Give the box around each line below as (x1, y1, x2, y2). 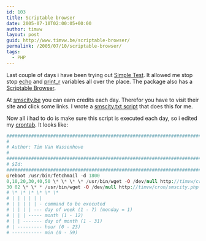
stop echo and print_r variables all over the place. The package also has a (6, 78, 193, 85)
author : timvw (6, 26, 43, 32)
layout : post (6, 32, 40, 38)
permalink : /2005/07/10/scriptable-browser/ (6, 43, 122, 50)
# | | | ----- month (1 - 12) (6, 212, 84, 218)
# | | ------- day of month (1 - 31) (6, 218, 103, 224)
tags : (6, 49, 20, 55)
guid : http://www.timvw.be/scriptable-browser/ (6, 37, 131, 43)
